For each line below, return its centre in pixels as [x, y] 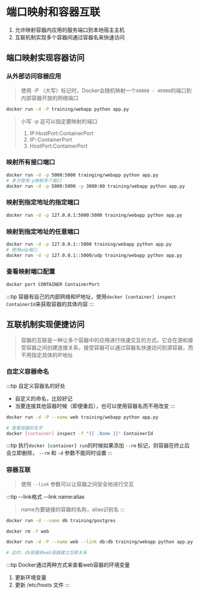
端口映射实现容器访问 [45, 58]
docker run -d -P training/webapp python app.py [68, 109]
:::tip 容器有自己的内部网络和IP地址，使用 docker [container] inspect [91, 296]
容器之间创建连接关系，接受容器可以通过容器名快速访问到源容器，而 [110, 347]
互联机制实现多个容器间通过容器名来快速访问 [70, 37]
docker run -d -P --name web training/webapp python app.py [83, 417]
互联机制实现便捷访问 [45, 325]
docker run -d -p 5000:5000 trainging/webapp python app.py [83, 175]
